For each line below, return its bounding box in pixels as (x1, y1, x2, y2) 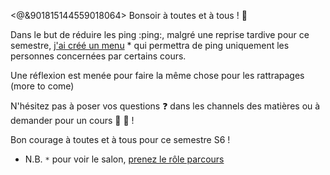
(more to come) (10, 80, 75, 92)
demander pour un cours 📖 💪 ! (10, 115, 135, 126)
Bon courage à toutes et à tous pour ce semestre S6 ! (10, 134, 231, 145)
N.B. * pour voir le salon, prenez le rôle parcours (24, 153, 225, 165)
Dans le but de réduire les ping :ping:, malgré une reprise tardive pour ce (10, 29, 310, 40)
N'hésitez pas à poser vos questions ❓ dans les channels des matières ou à (10, 100, 321, 112)
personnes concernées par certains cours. (10, 50, 187, 62)
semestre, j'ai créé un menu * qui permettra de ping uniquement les (10, 40, 290, 51)
